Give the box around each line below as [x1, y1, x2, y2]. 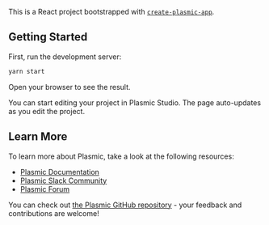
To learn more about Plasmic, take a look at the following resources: [8, 151, 234, 161]
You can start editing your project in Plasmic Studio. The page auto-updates [8, 97, 261, 108]
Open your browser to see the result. [8, 82, 131, 91]
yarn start [8, 67, 45, 75]
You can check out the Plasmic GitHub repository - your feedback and [8, 200, 242, 210]
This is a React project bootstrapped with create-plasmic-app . [8, 7, 215, 16]
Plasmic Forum [19, 184, 70, 193]
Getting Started [8, 30, 88, 44]
